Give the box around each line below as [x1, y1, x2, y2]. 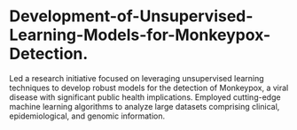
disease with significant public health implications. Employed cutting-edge [9, 91, 281, 103]
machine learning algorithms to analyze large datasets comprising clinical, [9, 101, 280, 111]
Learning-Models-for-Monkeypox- [9, 25, 271, 45]
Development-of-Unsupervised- [9, 6, 254, 27]
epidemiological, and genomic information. [9, 111, 166, 121]
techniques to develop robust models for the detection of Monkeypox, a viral [9, 82, 289, 93]
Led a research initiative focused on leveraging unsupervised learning [9, 73, 264, 83]
